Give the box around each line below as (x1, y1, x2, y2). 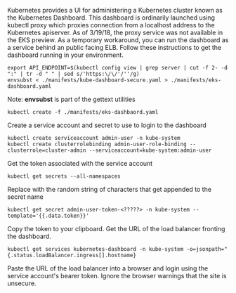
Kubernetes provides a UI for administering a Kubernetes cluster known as (7, 6, 223, 14)
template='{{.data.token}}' (7, 212, 90, 219)
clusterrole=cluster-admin (7, 147, 86, 154)
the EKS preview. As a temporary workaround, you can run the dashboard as (7, 36, 229, 44)
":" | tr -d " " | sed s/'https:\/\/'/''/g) (7, 70, 140, 77)
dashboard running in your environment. (7, 51, 124, 59)
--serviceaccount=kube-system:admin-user (88, 147, 212, 154)
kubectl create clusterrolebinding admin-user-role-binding (7, 141, 188, 148)
